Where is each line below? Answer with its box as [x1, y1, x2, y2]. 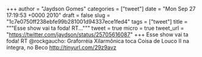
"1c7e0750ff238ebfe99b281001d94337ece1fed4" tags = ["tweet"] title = [6, 18, 188, 25]
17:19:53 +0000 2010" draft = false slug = [6, 12, 111, 19]
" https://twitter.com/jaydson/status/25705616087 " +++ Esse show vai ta [6, 31, 189, 38]
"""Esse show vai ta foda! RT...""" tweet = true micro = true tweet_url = [6, 24, 184, 32]
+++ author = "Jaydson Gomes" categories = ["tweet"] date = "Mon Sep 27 [6, 5, 196, 12]
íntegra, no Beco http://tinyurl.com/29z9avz [6, 44, 117, 51]
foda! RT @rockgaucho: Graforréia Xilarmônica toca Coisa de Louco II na [6, 38, 189, 44]
